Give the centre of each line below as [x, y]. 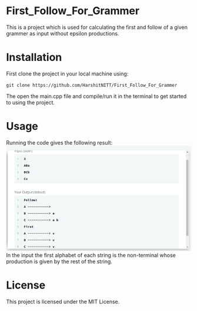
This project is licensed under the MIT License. [63, 302]
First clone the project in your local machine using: [67, 73]
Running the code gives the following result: [59, 142]
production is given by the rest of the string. [59, 261]
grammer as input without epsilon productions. [63, 33]
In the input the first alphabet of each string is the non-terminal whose [91, 255]
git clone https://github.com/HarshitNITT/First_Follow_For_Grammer [92, 85]
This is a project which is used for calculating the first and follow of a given [97, 27]
